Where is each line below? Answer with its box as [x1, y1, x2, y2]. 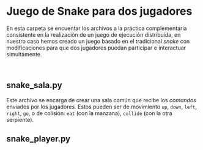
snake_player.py [6, 133, 71, 144]
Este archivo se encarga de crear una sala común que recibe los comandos [6, 96, 197, 103]
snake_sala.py [6, 80, 62, 91]
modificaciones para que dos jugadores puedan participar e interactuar [6, 44, 186, 51]
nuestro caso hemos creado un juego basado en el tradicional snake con [6, 37, 190, 45]
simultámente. [6, 50, 42, 58]
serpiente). [6, 116, 34, 123]
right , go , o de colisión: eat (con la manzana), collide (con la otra [6, 109, 172, 117]
